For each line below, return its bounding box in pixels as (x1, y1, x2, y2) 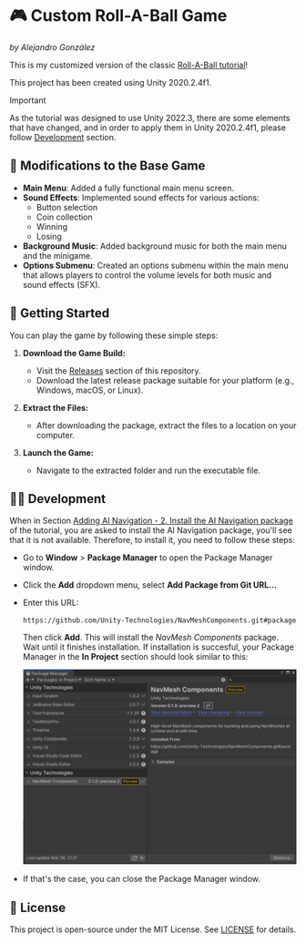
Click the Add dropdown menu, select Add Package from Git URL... (22, 580, 278, 590)
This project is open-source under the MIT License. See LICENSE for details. (9, 924, 297, 935)
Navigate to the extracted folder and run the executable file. (36, 465, 261, 476)
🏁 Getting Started (9, 305, 110, 322)
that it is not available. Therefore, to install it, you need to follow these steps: (9, 535, 296, 546)
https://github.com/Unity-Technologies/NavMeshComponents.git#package (22, 616, 297, 625)
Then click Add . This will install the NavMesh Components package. (22, 632, 280, 643)
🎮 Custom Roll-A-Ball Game (9, 5, 228, 26)
